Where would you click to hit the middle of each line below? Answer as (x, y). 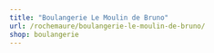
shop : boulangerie (44, 34)
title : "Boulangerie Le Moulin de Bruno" (89, 18)
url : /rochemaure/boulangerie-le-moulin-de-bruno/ (107, 26)
